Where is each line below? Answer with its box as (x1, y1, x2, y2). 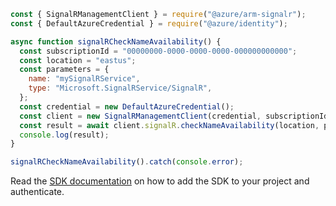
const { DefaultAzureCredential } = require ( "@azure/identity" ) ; (10, 18, 288, 29)
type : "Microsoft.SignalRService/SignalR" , (28, 83, 213, 94)
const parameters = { (19, 65, 110, 75)
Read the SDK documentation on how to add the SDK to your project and (10, 175, 310, 187)
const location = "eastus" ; (19, 55, 137, 65)
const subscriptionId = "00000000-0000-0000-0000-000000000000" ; (19, 46, 298, 56)
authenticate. (10, 186, 65, 198)
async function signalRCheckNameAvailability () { (10, 36, 222, 47)
